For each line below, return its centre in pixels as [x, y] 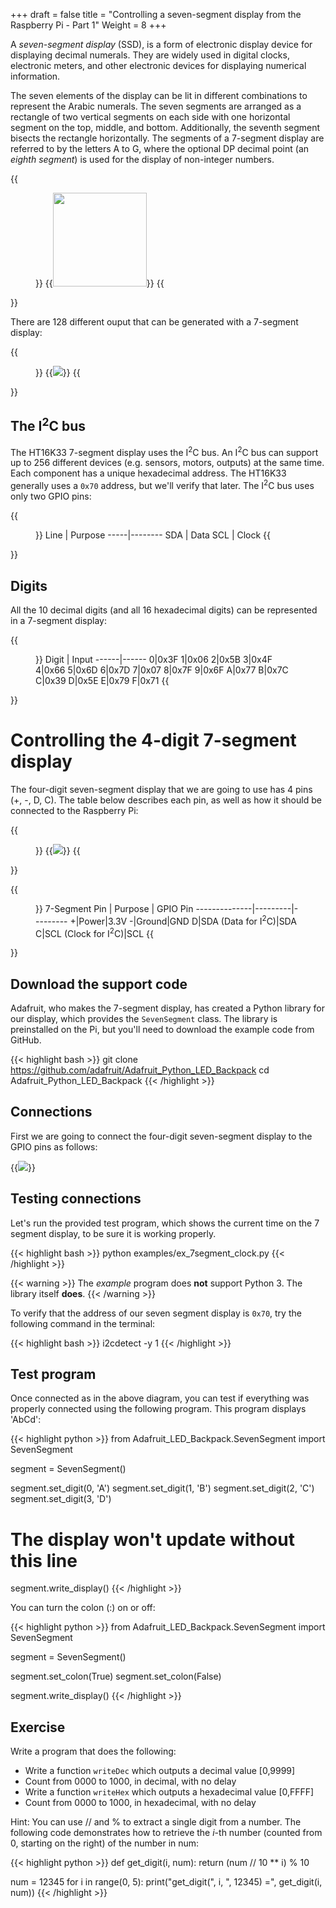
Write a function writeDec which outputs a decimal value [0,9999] [160, 1771]
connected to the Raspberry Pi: [74, 810]
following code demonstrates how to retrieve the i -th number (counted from [166, 1833]
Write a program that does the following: [93, 1751]
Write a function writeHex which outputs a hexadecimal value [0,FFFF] [169, 1792]
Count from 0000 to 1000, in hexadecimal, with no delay [140, 1803]
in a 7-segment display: [58, 620]
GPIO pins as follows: [54, 1146]
